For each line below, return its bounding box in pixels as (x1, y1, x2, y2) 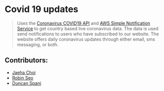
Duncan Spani (12, 80, 41, 86)
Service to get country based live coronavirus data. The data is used (17, 25, 158, 31)
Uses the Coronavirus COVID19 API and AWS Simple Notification (17, 20, 150, 26)
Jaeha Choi (12, 69, 36, 75)
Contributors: (5, 56, 48, 65)
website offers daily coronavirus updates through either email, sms (17, 36, 155, 42)
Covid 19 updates (5, 4, 79, 15)
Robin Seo (12, 74, 34, 81)
